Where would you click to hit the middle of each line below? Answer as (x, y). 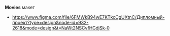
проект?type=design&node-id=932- (50, 23)
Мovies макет (20, 7)
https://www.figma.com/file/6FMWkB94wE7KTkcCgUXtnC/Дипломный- (88, 17)
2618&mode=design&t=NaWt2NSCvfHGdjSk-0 (61, 28)
